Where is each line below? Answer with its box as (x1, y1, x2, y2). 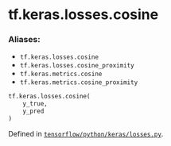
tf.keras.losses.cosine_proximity (19, 62, 134, 70)
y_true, (22, 100, 48, 108)
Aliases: (8, 34, 41, 45)
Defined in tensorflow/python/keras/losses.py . (8, 129, 164, 138)
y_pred (22, 107, 45, 116)
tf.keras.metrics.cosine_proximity (19, 79, 138, 86)
